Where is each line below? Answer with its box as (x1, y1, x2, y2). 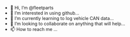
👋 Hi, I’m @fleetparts (10, 5, 54, 10)
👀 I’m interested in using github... (10, 10, 80, 16)
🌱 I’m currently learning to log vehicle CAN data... (10, 15, 114, 21)
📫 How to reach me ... (10, 26, 58, 32)
